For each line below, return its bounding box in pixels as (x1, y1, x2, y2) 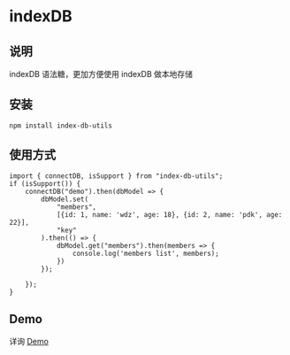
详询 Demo (9, 336, 49, 347)
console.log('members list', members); (72, 249, 219, 258)
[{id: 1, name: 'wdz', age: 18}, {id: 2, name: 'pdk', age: (56, 210, 283, 219)
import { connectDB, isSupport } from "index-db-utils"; (9, 171, 224, 181)
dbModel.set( (41, 195, 89, 204)
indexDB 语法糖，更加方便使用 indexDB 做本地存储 (9, 69, 193, 79)
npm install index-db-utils (9, 121, 113, 130)
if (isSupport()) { (9, 179, 81, 188)
